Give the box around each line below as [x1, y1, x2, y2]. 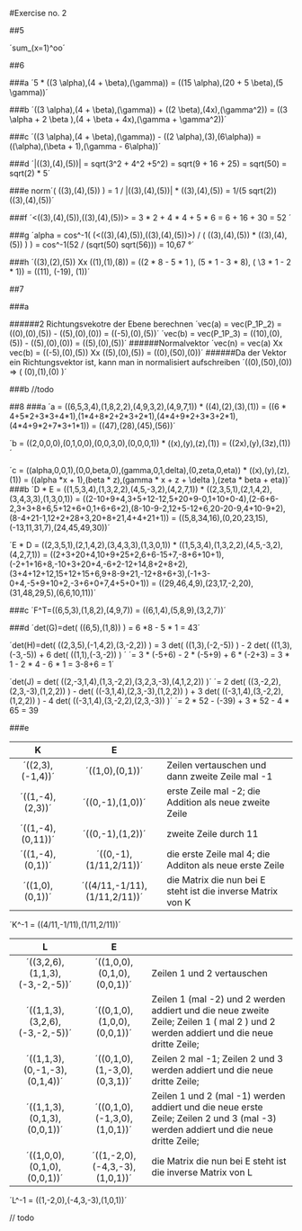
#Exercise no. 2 [9, 8, 67, 18]
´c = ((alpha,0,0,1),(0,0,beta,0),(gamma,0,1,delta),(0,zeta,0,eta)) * [9, 465, 247, 475]
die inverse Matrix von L [151, 1166, 253, 1178]
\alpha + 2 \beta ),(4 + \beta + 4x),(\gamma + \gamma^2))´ [9, 114, 227, 124]
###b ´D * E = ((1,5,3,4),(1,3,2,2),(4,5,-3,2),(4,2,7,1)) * [9, 484, 205, 494]
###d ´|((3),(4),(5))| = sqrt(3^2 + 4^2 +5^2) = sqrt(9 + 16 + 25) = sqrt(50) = [9, 158, 288, 169]
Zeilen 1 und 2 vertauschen [151, 967, 268, 979]
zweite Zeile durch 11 [165, 828, 259, 840]
